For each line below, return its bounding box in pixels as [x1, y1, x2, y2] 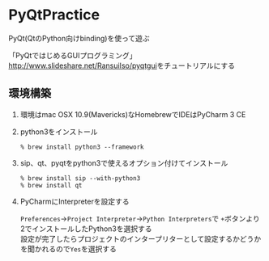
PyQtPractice [8, 6, 100, 24]
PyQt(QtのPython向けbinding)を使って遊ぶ [8, 33, 150, 43]
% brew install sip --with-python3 [19, 174, 141, 183]
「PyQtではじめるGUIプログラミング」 [8, 50, 137, 60]
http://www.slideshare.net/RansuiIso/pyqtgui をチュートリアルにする [8, 61, 236, 70]
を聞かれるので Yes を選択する [19, 244, 117, 254]
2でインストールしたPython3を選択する [19, 224, 152, 234]
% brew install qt [19, 181, 83, 189]
